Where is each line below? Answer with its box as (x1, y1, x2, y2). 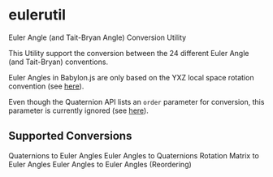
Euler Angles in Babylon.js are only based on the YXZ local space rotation (8, 72, 254, 82)
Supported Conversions (8, 129, 132, 143)
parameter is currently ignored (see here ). (8, 106, 149, 115)
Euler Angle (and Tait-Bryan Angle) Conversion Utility (8, 32, 187, 42)
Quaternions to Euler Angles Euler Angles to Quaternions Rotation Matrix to (8, 150, 260, 160)
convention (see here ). (8, 81, 84, 91)
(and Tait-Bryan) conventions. (8, 57, 108, 67)
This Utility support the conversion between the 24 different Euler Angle (8, 48, 249, 58)
